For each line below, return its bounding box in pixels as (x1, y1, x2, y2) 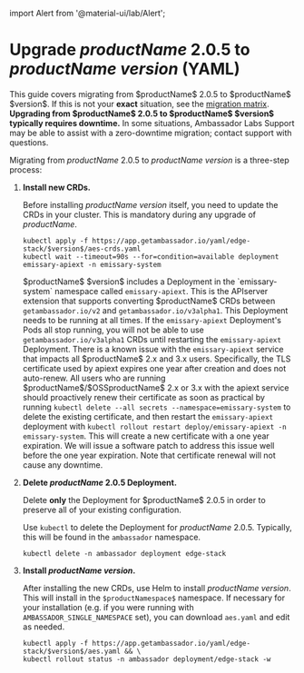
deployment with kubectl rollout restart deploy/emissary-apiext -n (22, 421, 288, 431)
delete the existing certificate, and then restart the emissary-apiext (22, 411, 274, 421)
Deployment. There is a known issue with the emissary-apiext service (22, 343, 284, 354)
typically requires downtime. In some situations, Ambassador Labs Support (9, 117, 295, 128)
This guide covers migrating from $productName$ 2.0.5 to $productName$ (9, 88, 292, 99)
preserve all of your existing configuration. (22, 504, 181, 515)
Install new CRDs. (22, 182, 91, 193)
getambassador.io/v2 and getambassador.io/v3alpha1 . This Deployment (22, 304, 289, 316)
